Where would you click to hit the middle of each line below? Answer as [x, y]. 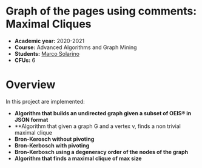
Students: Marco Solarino [47, 53]
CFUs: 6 [25, 60]
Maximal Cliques [49, 24]
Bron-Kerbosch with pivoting [52, 145]
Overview [31, 85]
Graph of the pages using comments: [101, 11]
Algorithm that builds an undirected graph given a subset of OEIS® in [103, 113]
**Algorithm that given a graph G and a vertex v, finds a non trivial [98, 126]
